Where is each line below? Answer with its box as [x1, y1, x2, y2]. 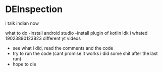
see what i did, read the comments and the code [12, 45, 114, 51]
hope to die [12, 61, 37, 67]
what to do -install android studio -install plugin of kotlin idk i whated [5, 30, 148, 36]
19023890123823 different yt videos [5, 35, 81, 41]
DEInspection [5, 4, 63, 15]
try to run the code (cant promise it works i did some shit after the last [12, 50, 158, 56]
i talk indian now [5, 20, 39, 26]
